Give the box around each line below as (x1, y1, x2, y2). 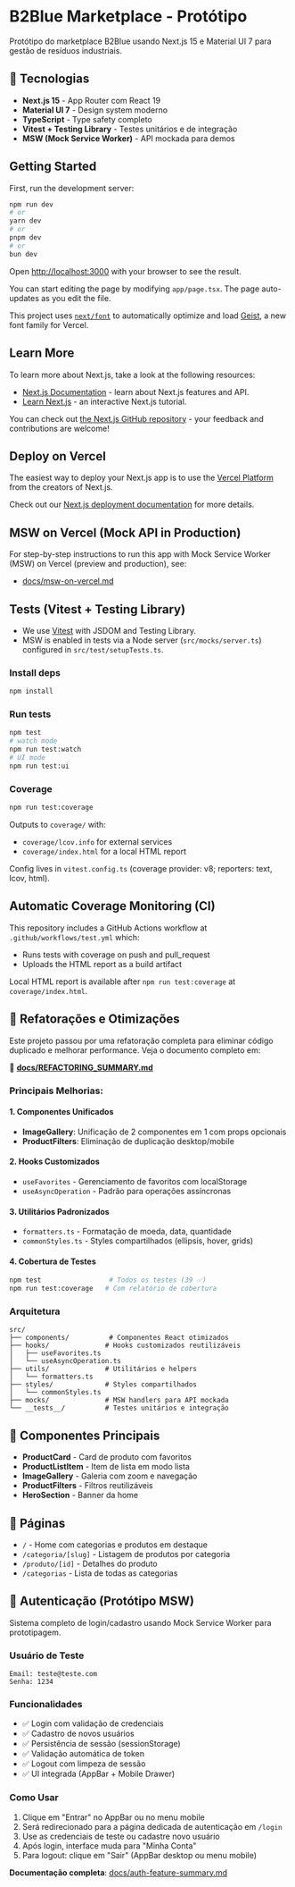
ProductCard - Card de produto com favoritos (21, 1452, 192, 1462)
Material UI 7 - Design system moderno (21, 105, 168, 115)
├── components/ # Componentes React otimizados (9, 1334, 229, 1343)
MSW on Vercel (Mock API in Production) (9, 525, 242, 540)
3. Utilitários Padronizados (9, 1206, 110, 1217)
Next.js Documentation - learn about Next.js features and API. (21, 386, 250, 397)
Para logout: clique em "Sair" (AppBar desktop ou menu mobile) (21, 1849, 257, 1860)
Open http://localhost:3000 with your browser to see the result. (9, 265, 242, 276)
